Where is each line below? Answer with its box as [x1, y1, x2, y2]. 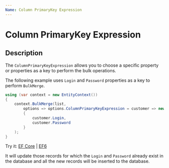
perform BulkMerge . [5, 82, 45, 88]
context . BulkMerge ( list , [14, 101, 66, 107]
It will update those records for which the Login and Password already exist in [5, 153, 163, 159]
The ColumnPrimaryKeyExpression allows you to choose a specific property [5, 62, 159, 68]
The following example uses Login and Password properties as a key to [5, 77, 150, 83]
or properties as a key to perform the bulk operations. [5, 67, 117, 73]
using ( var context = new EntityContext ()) [5, 92, 98, 97]
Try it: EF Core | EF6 [5, 143, 47, 149]
